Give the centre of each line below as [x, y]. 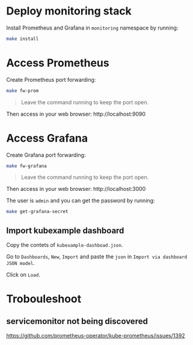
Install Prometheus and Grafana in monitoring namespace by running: [92, 28]
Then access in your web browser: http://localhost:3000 [76, 189]
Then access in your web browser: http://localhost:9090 [76, 114]
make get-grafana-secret [37, 212]
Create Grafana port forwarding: [46, 155]
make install [23, 39]
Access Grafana [47, 138]
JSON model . [20, 263]
